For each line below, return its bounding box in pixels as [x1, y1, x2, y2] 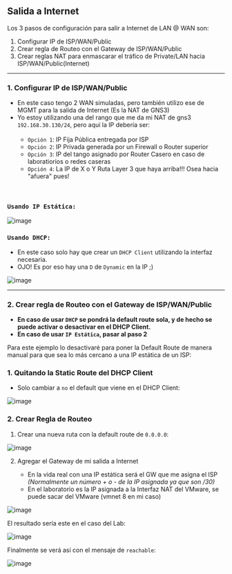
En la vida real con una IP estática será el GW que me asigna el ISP [27, 470, 218, 479]
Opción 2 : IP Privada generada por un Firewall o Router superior [27, 143, 209, 151]
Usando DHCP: [7, 234, 51, 242]
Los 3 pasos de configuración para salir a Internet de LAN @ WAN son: [7, 23, 209, 32]
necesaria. [17, 255, 48, 263]
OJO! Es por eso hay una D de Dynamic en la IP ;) [17, 262, 154, 271]
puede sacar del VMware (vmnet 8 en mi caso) [27, 492, 162, 500]
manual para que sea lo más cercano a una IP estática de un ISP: [7, 351, 192, 358]
